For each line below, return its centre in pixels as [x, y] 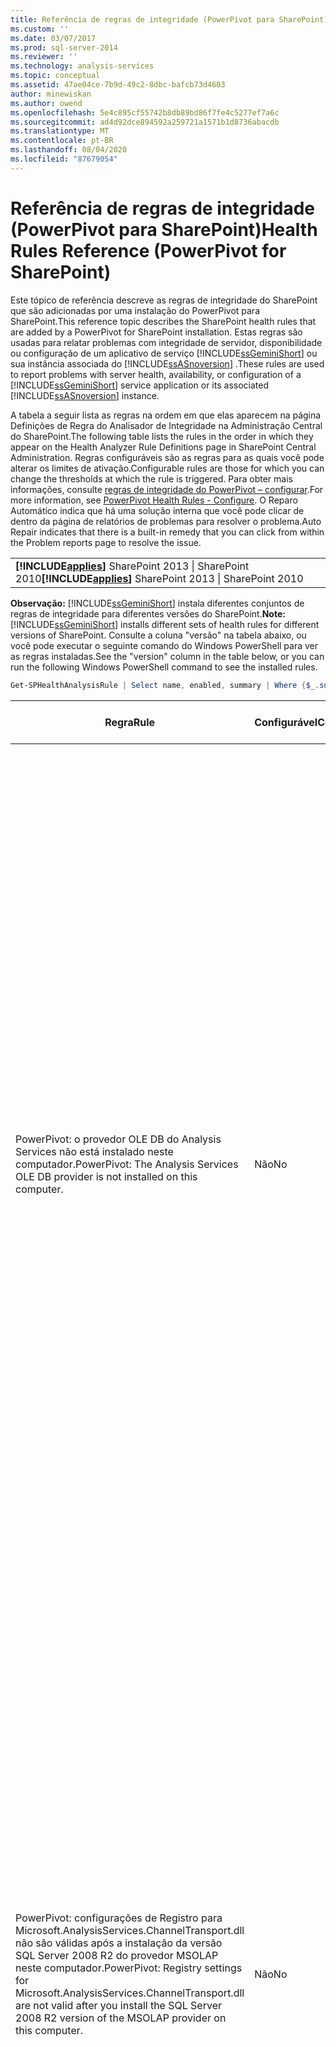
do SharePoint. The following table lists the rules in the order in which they [162, 436]
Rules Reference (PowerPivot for [148, 250]
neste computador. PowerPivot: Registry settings [129, 1968]
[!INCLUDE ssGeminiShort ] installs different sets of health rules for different [165, 624]
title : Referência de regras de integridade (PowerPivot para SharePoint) [169, 19]
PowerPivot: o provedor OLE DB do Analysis [118, 1139]
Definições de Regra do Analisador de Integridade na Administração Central [166, 425]
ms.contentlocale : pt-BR [62, 141]
